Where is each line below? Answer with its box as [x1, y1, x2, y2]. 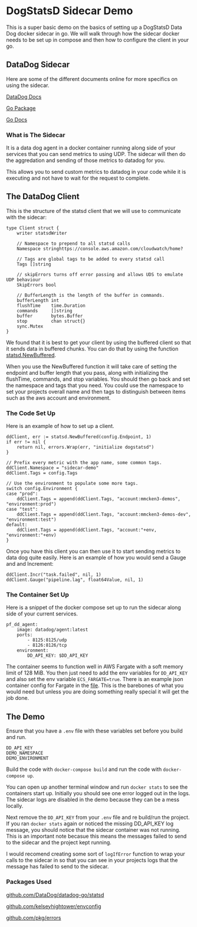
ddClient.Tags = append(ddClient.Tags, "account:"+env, [17, 527, 157, 533]
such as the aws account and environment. [6, 394, 111, 401]
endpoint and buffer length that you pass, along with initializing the [6, 369, 169, 376]
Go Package [6, 105, 36, 112]
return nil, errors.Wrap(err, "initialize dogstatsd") [17, 445, 155, 450]
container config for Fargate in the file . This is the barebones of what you [6, 682, 184, 689]
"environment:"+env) [6, 532, 57, 539]
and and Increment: [6, 560, 54, 568]
